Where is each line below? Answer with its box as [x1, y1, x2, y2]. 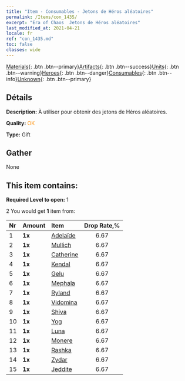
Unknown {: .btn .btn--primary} [17, 75, 92, 82]
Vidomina [51, 298, 78, 306]
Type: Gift [6, 131, 31, 138]
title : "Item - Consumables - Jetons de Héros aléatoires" [6, 8, 154, 15]
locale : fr [6, 31, 33, 36]
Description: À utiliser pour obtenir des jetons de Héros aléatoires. [6, 108, 167, 115]
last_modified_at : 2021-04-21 [6, 25, 80, 31]
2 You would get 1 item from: [6, 208, 75, 215]
